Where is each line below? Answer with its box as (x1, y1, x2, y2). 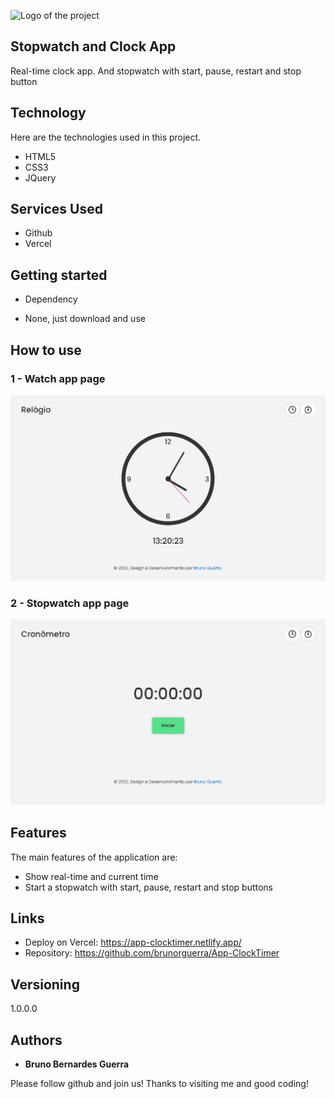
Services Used (10, 201, 103, 218)
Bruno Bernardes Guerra (24, 1058, 130, 1070)
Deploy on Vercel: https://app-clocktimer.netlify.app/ (24, 936, 242, 949)
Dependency (24, 293, 78, 305)
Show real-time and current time (24, 870, 159, 882)
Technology (10, 105, 87, 122)
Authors (10, 1031, 63, 1049)
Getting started (10, 266, 108, 284)
